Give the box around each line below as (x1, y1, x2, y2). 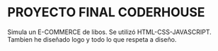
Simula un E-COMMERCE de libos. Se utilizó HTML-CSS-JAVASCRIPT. (7, 28, 212, 36)
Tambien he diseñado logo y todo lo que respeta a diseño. (7, 35, 177, 43)
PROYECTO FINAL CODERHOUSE (7, 4, 205, 21)
